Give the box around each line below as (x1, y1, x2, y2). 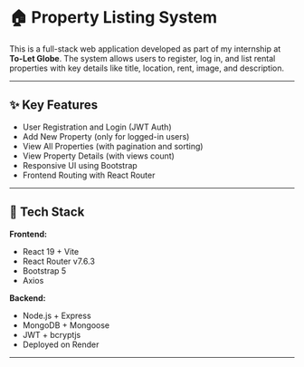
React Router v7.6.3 (22, 256, 95, 266)
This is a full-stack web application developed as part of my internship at (9, 43, 281, 54)
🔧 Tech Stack (9, 205, 85, 220)
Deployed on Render (22, 339, 100, 350)
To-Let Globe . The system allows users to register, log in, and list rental (9, 53, 276, 63)
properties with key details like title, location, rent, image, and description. (9, 63, 285, 73)
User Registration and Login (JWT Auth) (22, 121, 172, 132)
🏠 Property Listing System (9, 7, 218, 28)
